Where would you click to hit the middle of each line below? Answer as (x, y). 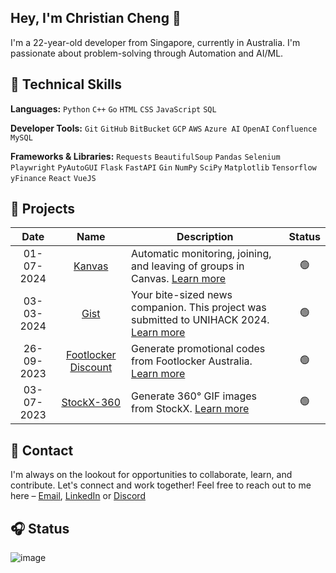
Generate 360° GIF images (194, 396)
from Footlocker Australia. (192, 361)
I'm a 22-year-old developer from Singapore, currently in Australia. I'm (155, 42)
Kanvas (91, 266)
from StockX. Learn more (190, 409)
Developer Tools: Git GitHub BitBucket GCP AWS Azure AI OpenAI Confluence (164, 128)
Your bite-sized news (182, 295)
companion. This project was (199, 308)
